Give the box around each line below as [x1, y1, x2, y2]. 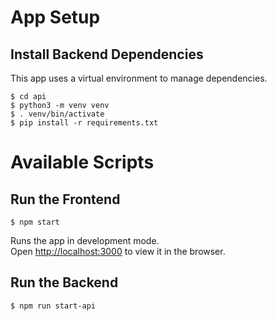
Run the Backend [10, 274, 119, 291]
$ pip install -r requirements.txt [10, 118, 159, 128]
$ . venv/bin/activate [10, 109, 105, 119]
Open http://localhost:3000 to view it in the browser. [10, 246, 226, 257]
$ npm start [10, 217, 60, 227]
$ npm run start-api [10, 301, 97, 311]
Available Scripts [10, 151, 155, 174]
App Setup [10, 6, 101, 29]
